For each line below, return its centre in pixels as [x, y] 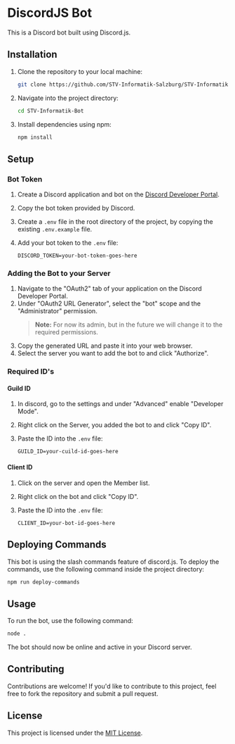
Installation [32, 55]
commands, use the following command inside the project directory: [106, 569]
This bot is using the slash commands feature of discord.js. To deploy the [113, 562]
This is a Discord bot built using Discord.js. [69, 32]
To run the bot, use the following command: [70, 621]
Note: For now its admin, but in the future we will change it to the [129, 324]
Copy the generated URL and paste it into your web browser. [105, 346]
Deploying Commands [57, 544]
